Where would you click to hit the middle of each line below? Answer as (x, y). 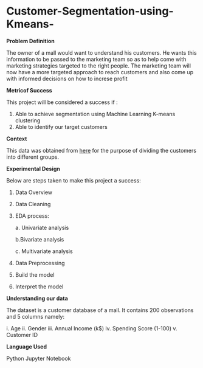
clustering (28, 120)
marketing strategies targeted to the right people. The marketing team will (99, 66)
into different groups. (33, 157)
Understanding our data (37, 298)
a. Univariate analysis (42, 227)
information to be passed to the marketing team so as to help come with (96, 59)
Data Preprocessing (40, 263)
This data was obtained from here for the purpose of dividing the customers (101, 150)
